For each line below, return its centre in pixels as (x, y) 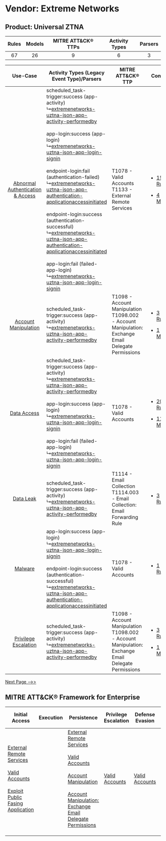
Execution (51, 718)
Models (35, 44)
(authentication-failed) (73, 177)
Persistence (83, 718)
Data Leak (25, 499)
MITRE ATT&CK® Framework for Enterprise (73, 698)
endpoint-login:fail (68, 171)
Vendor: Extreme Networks (62, 9)
